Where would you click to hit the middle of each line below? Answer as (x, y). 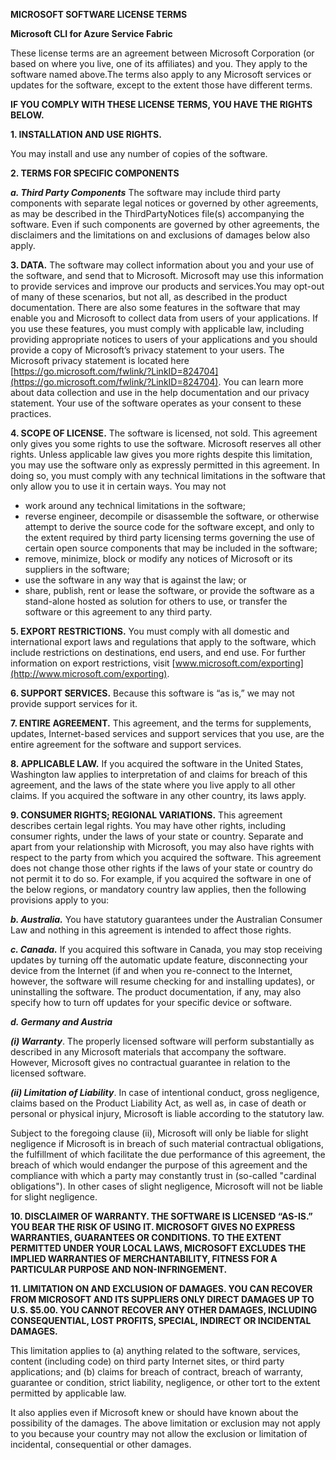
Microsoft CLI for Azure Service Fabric (91, 33)
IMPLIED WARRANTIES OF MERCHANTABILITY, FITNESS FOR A (144, 1258)
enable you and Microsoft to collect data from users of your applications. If (164, 318)
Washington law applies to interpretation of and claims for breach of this (159, 774)
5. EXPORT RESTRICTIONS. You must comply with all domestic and (150, 631)
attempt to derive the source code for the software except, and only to (169, 527)
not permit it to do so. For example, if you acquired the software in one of (161, 878)
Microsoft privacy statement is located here (100, 360)
